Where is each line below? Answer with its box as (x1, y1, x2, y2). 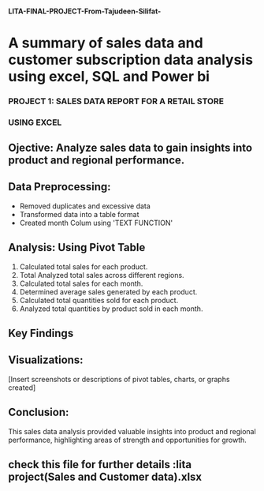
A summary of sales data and (8, 34, 203, 51)
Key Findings (8, 327, 74, 340)
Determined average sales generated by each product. (19, 287, 198, 296)
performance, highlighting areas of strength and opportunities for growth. (8, 435, 247, 444)
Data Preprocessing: (8, 180, 112, 193)
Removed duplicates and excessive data (19, 201, 151, 211)
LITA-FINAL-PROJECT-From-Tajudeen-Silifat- (8, 6, 162, 16)
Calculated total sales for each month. (19, 279, 143, 288)
